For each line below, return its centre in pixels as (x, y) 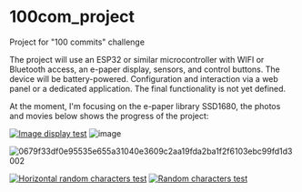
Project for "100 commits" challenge (77, 42)
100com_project (72, 17)
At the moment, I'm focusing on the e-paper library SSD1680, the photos (145, 106)
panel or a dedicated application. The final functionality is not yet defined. (148, 88)
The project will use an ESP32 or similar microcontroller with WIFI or (137, 59)
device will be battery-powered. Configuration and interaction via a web (144, 78)
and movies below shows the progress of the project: (109, 116)
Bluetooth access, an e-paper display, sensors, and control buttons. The (145, 69)
